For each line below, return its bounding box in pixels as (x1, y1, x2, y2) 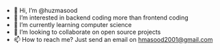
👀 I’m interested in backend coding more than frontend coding (13, 14, 189, 22)
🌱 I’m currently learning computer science (13, 21, 132, 28)
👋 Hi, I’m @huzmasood (13, 7, 78, 14)
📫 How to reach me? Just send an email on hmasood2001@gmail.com (13, 36, 213, 43)
